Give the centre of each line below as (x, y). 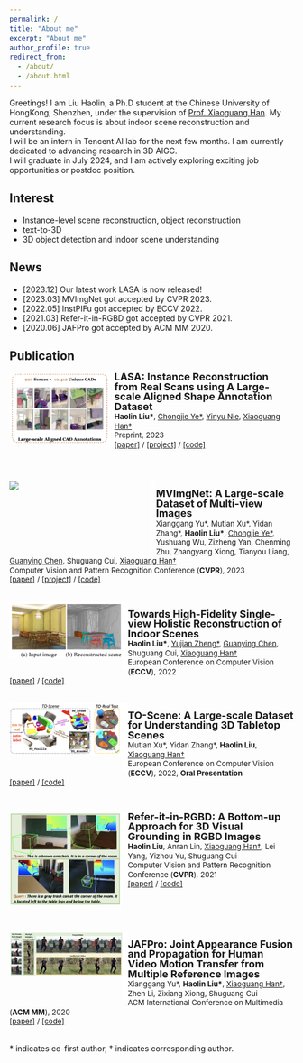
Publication (42, 356)
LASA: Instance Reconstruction (191, 377)
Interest (32, 198)
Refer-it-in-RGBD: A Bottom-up (204, 816)
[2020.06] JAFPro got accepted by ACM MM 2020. (118, 327)
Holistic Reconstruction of (217, 624)
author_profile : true (50, 48)
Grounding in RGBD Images (194, 836)
